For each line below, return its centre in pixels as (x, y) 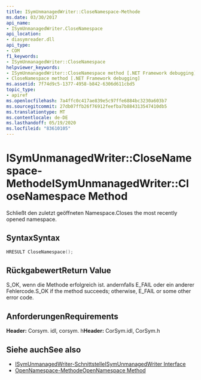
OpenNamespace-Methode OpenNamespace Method (80, 370)
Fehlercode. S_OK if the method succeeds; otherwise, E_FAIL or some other (99, 291)
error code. (20, 297)
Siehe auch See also (44, 350)
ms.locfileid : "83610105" (38, 129)
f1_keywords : (22, 56)
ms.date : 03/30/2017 (32, 17)
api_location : (24, 34)
